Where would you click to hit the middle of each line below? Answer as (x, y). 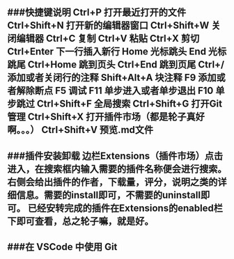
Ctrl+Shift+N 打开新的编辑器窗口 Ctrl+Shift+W (108, 25)
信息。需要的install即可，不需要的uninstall (108, 195)
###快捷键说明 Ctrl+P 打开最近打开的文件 (97, 13)
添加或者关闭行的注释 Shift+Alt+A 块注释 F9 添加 (112, 78)
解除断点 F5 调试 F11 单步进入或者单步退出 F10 (115, 91)
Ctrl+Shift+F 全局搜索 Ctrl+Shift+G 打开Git (130, 104)
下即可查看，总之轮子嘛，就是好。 (80, 221)
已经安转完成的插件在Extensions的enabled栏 (125, 208)
